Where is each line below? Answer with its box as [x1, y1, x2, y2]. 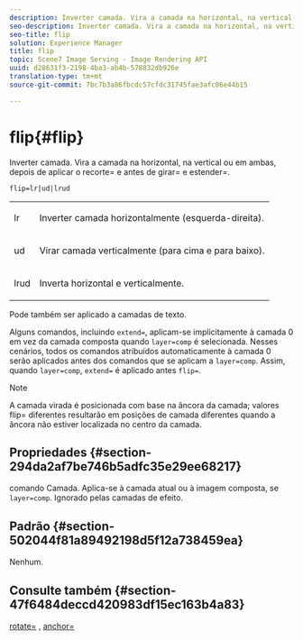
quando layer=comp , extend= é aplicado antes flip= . [9, 364, 201, 375]
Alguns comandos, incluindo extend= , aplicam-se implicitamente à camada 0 [9, 326, 294, 337]
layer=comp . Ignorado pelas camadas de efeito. [9, 492, 183, 503]
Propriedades [9, 444, 87, 460]
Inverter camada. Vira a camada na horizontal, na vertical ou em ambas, [9, 157, 277, 168]
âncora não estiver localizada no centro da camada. [9, 418, 203, 429]
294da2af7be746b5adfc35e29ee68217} [9, 459, 242, 474]
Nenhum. [9, 556, 43, 568]
